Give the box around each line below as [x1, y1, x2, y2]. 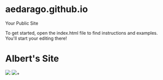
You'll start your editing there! [5, 35, 67, 41]
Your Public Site [5, 20, 38, 26]
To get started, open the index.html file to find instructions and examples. [5, 30, 158, 36]
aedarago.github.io [5, 4, 88, 15]
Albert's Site [5, 53, 59, 64]
